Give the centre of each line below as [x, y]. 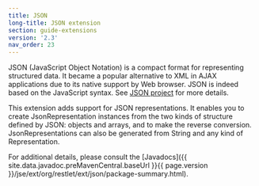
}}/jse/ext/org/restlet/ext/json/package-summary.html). [98, 174]
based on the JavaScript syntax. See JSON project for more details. [119, 93]
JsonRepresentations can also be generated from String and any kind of [126, 133]
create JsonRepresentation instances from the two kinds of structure [121, 116]
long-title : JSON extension [55, 23]
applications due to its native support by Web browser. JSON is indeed [124, 85]
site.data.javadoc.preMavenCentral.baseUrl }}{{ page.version [108, 165]
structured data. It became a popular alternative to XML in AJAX [113, 76]
